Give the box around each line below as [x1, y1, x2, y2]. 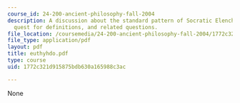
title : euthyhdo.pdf [7, 50, 69, 58]
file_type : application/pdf [7, 37, 91, 44]
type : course [7, 57, 46, 64]
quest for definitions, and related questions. [14, 23, 159, 31]
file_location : [7, 30, 53, 38]
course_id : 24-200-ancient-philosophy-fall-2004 [7, 10, 155, 18]
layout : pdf [7, 43, 43, 50]
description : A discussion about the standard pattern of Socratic [7, 17, 213, 24]
